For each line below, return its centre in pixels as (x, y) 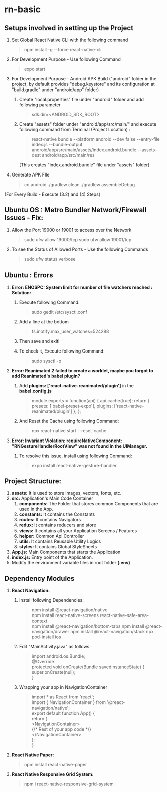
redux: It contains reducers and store (58, 525)
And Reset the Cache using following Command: (69, 421)
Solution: (21, 292)
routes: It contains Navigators (50, 520)
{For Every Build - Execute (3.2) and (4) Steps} (53, 194)
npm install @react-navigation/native (70, 610)
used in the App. (36, 509)
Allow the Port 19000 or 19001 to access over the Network (72, 230)
